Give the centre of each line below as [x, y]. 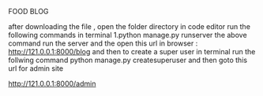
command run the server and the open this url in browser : [103, 43]
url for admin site [36, 68]
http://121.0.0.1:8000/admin [52, 83]
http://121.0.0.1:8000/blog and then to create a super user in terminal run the [132, 52]
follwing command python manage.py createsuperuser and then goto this [128, 60]
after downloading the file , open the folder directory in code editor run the [130, 26]
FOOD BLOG [28, 11]
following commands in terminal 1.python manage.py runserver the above [128, 35]
